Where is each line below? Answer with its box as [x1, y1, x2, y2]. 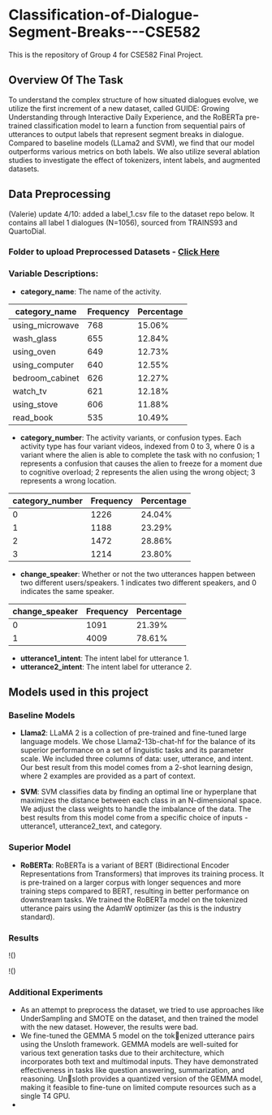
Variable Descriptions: [8, 268, 99, 279]
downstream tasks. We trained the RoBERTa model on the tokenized [19, 894, 248, 904]
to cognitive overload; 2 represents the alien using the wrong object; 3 [19, 467, 256, 476]
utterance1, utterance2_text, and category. [19, 821, 162, 831]
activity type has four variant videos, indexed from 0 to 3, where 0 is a [19, 441, 256, 451]
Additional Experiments [8, 986, 103, 997]
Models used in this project [8, 686, 149, 700]
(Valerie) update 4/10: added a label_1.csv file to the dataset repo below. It [8, 209, 255, 218]
